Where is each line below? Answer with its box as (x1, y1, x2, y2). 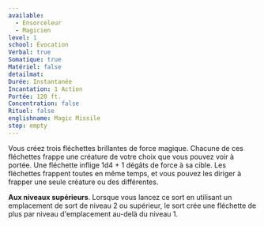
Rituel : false (8, 107, 55, 115)
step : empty (8, 122, 47, 130)
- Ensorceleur (15, 19, 62, 27)
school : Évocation (8, 41, 69, 49)
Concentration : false (8, 100, 80, 107)
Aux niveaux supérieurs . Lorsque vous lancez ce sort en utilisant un (8, 192, 232, 202)
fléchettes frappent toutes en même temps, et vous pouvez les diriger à (8, 168, 242, 178)
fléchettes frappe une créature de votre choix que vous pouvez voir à (8, 152, 235, 161)
